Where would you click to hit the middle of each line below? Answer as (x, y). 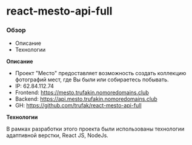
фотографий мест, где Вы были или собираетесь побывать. (92, 79)
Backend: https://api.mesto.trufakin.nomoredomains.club (86, 99)
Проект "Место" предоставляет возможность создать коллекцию (101, 73)
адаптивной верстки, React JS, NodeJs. (58, 135)
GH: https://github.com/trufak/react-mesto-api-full (78, 106)
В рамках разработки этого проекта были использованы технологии (95, 129)
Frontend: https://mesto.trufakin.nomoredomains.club (82, 93)
